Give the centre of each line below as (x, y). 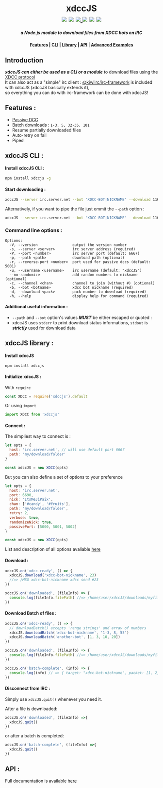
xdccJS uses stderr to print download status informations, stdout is (80, 322)
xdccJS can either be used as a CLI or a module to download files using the (81, 72)
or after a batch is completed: (34, 736)
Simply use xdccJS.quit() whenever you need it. (54, 699)
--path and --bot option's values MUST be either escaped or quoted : (82, 318)
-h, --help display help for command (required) (79, 296)
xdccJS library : (29, 343)
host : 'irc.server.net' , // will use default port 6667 (67, 450)
